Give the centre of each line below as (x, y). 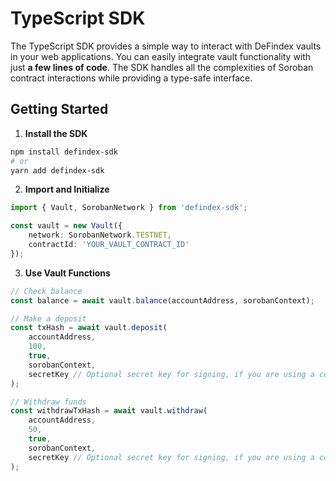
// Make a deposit (48, 318)
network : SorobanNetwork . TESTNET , (100, 235)
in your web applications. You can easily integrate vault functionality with (161, 56)
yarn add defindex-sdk (57, 170)
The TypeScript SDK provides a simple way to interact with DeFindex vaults (166, 46)
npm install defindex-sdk (64, 152)
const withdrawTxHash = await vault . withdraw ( (109, 411)
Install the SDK (56, 133)
